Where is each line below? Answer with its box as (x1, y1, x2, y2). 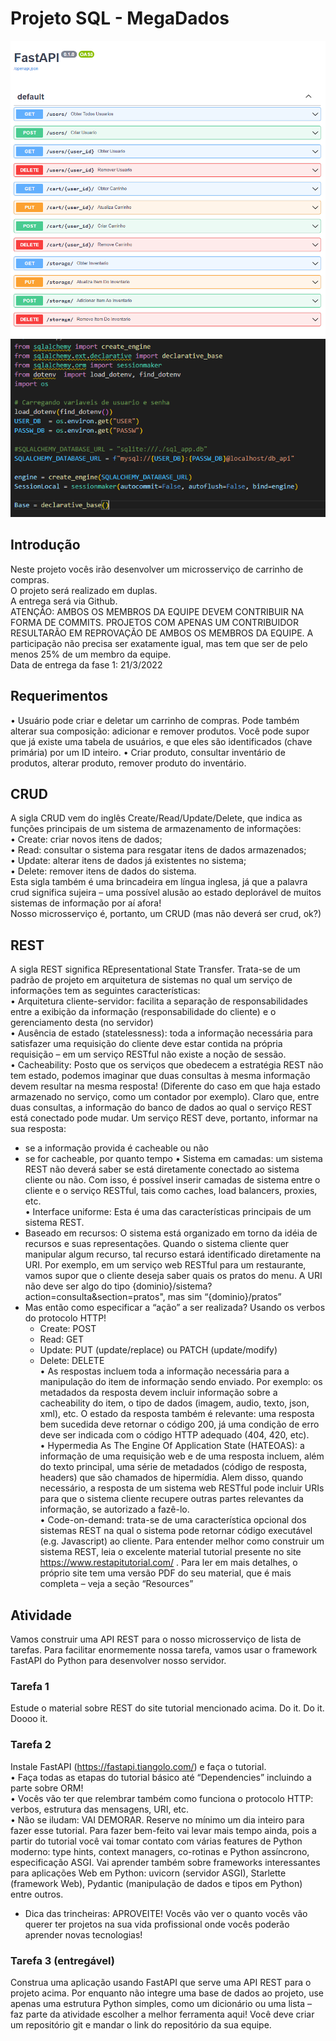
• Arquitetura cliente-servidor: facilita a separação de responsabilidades (10, 995, 308, 1007)
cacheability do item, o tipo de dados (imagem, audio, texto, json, (39, 1397, 310, 1409)
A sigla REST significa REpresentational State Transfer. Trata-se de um (10, 963, 301, 976)
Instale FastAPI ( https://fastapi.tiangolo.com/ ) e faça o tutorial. (10, 1760, 267, 1772)
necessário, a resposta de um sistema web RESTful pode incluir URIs (39, 1482, 325, 1494)
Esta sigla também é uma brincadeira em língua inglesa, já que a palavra (10, 876, 308, 888)
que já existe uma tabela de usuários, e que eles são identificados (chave (10, 735, 313, 747)
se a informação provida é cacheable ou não (24, 1142, 209, 1154)
